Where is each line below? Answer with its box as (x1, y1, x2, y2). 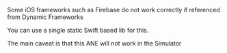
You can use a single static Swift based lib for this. (7, 26, 149, 34)
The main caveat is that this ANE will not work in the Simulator (7, 39, 182, 47)
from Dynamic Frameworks (7, 13, 83, 21)
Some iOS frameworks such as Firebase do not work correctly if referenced (7, 6, 220, 14)
